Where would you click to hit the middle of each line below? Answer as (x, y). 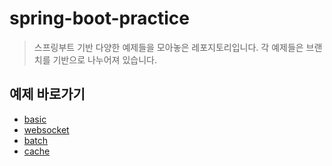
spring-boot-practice (99, 18)
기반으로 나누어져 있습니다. (104, 59)
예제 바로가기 (47, 94)
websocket (46, 129)
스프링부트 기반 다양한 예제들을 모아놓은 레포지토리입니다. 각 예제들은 (168, 47)
